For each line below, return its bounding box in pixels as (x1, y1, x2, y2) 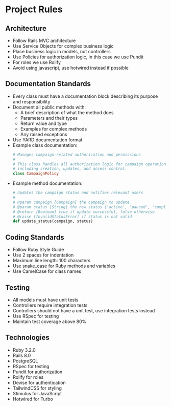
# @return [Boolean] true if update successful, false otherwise (12, 209, 155, 215)
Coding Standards (5, 233, 64, 242)
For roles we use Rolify (12, 59, 61, 65)
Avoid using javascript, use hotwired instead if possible (12, 65, 129, 71)
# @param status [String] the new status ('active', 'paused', (12, 204, 151, 209)
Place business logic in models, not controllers (12, 49, 111, 54)
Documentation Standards (5, 79, 91, 88)
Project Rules (5, 4, 63, 15)
